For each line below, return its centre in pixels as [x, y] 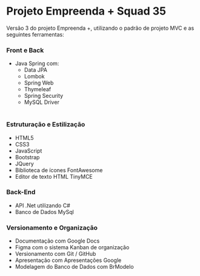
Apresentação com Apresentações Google [68, 260]
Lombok [34, 77]
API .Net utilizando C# [43, 205]
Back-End [21, 192]
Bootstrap [27, 157]
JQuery [25, 164]
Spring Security [44, 96]
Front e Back [25, 50]
